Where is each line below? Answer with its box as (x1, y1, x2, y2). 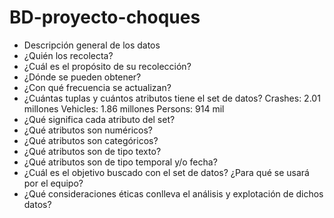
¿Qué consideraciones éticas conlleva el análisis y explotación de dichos (23, 187, 324, 200)
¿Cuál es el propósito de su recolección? (23, 60, 192, 72)
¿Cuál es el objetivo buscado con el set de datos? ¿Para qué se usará (23, 166, 310, 178)
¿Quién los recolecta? (23, 49, 114, 61)
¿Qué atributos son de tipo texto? (23, 145, 162, 157)
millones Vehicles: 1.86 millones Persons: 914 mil (23, 102, 225, 115)
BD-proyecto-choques (9, 6, 201, 29)
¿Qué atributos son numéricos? (23, 124, 153, 136)
